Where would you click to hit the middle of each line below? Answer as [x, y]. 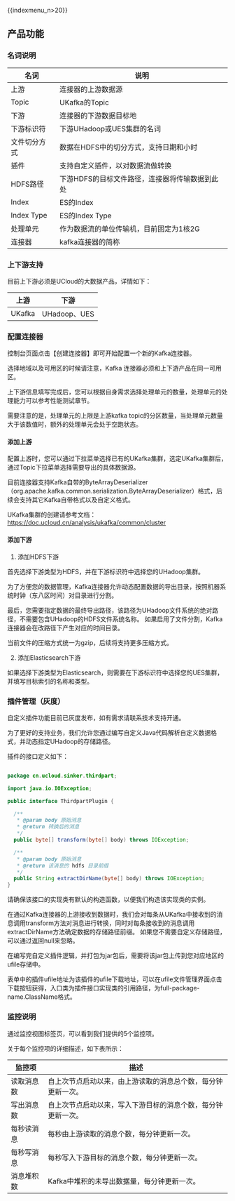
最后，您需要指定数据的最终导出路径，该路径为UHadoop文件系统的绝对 [110, 610]
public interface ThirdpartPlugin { [60, 801]
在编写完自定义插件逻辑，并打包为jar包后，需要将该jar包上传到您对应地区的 [116, 956]
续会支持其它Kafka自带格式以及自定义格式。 [71, 500]
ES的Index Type [85, 215]
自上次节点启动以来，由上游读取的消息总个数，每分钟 [135, 1081]
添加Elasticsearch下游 [49, 657]
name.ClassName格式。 [42, 997]
